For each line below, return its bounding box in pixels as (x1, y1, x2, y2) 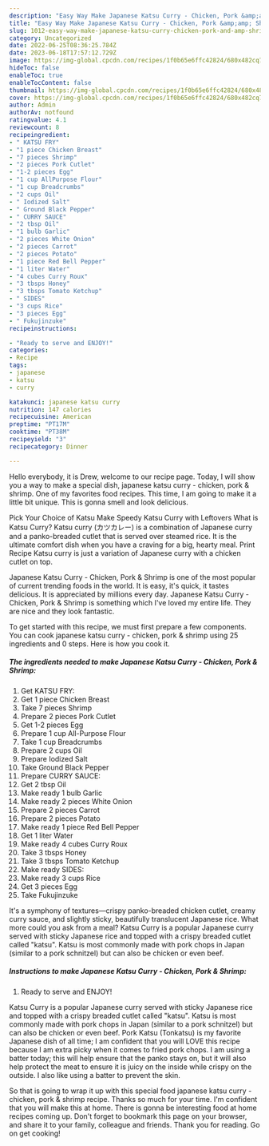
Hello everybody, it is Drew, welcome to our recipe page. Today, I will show (9, 472, 255, 481)
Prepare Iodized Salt (20, 754, 88, 763)
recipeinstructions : (9, 324, 78, 332)
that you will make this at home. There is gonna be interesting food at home (9, 1103, 258, 1112)
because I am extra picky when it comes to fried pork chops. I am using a (9, 1044, 251, 1054)
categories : (9, 346, 49, 355)
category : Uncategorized (9, 34, 92, 42)
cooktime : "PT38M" (9, 428, 70, 436)
